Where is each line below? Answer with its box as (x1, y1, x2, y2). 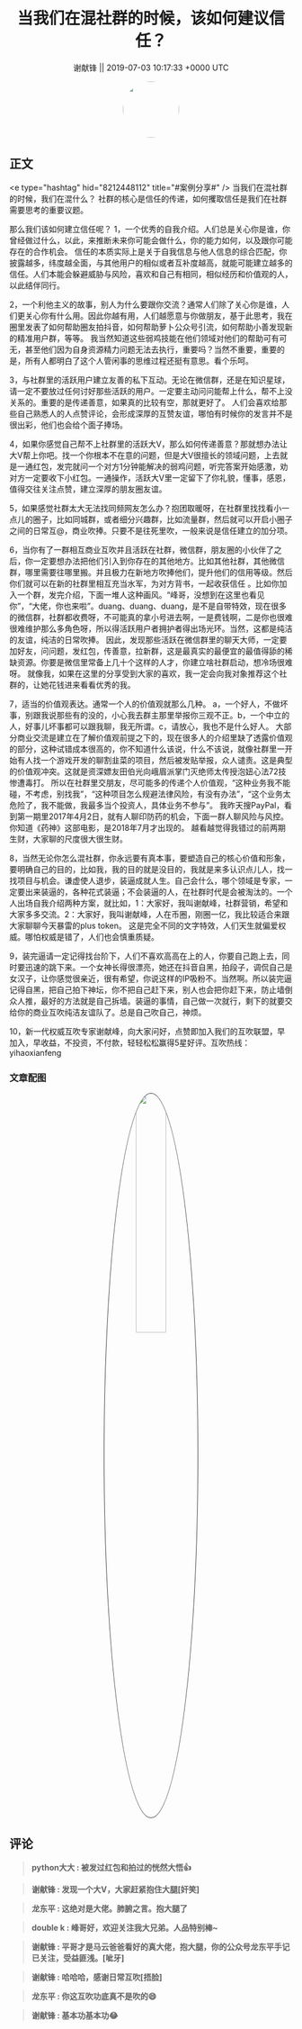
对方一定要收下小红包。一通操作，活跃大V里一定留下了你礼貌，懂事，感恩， (9, 472, 290, 482)
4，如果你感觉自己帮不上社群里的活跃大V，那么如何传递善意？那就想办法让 (9, 438, 288, 449)
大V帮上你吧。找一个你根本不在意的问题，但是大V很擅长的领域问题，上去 (9, 449, 280, 460)
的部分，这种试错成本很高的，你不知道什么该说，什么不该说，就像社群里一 (9, 744, 285, 754)
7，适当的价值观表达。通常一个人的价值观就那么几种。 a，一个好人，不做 (9, 699, 280, 709)
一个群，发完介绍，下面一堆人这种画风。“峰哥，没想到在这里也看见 (16, 589, 265, 600)
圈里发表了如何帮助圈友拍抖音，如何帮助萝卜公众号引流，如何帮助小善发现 (9, 321, 285, 332)
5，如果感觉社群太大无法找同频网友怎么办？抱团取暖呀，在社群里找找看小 (9, 502, 282, 513)
